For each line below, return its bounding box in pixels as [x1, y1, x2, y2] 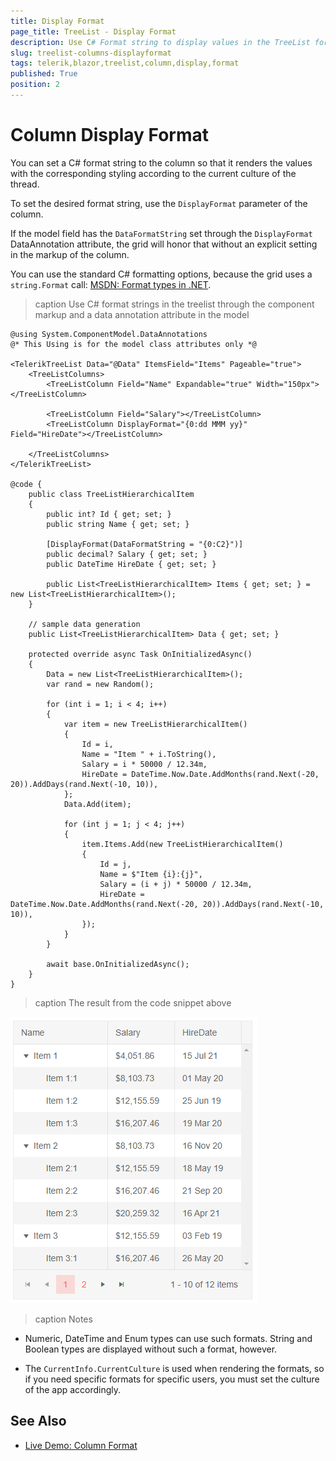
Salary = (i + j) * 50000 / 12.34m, [99, 879, 253, 889]
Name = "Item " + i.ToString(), [81, 749, 217, 759]
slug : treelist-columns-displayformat [10, 48, 172, 58]
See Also [10, 1413, 67, 1430]
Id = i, [81, 739, 114, 749]
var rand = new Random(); [46, 679, 155, 689]
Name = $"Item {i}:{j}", [99, 869, 203, 879]
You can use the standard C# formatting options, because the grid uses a [10, 268, 313, 280]
